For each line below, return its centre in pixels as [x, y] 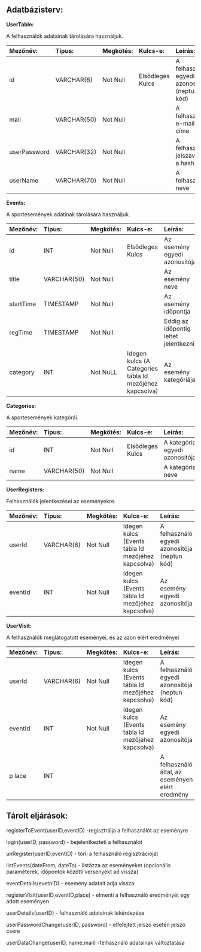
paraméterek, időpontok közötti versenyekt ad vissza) [72, 872]
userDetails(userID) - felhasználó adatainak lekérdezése [75, 913]
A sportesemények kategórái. [42, 417]
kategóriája [179, 380]
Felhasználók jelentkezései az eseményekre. [61, 501]
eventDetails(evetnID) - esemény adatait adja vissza [70, 883]
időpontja [177, 311]
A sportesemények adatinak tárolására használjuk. [68, 214]
